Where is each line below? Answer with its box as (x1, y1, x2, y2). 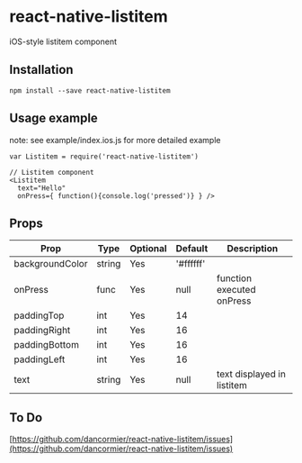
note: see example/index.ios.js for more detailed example (9, 134, 221, 145)
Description (226, 242, 279, 255)
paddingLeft (13, 353, 66, 366)
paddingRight (13, 324, 71, 337)
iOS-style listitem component (9, 36, 118, 47)
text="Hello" (17, 183, 67, 193)
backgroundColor (13, 258, 88, 270)
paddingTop (13, 309, 65, 322)
